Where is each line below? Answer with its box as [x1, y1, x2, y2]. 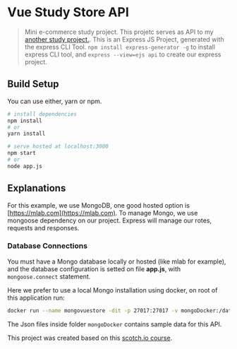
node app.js [7, 162, 42, 170]
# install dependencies [7, 110, 78, 117]
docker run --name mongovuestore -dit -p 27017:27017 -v [7, 307, 178, 314]
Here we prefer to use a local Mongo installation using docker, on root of [7, 285, 218, 294]
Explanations [7, 182, 66, 194]
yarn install [7, 130, 46, 138]
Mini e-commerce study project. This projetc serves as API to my [24, 28, 214, 36]
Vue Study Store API [7, 4, 129, 20]
